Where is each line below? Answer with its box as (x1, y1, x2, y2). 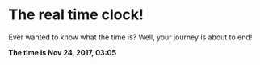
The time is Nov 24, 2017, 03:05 (8, 47, 117, 57)
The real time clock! (8, 6, 144, 24)
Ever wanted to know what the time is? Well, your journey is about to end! (8, 32, 253, 42)
